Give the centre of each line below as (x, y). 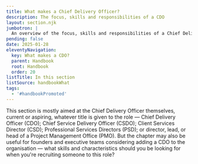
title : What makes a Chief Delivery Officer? (63, 12)
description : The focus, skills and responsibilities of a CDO (85, 17)
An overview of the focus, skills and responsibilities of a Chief (96, 34)
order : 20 (23, 72)
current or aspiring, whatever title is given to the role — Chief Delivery (91, 117)
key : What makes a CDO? (40, 55)
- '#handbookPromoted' (39, 94)
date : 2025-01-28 (27, 45)
